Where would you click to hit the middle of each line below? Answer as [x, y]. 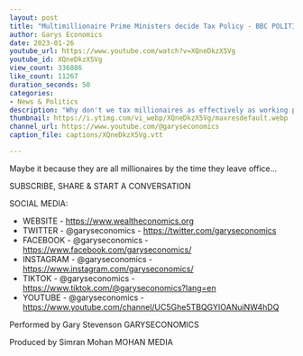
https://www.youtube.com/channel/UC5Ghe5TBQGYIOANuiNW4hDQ [151, 306]
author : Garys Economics [56, 34]
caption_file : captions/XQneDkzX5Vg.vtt [87, 135]
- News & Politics [44, 101]
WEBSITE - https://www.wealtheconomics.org [108, 221]
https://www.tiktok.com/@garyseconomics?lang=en [119, 288]
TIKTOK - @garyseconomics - [78, 278]
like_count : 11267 [44, 77]
